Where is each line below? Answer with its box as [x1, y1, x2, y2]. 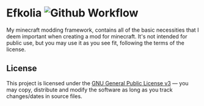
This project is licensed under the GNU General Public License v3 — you [6, 79, 189, 87]
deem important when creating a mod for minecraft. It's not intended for [6, 32, 188, 40]
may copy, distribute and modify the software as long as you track [6, 86, 173, 93]
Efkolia [6, 6, 42, 20]
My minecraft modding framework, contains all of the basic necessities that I [6, 26, 199, 34]
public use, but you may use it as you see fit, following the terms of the [6, 39, 184, 46]
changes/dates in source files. [6, 92, 82, 100]
